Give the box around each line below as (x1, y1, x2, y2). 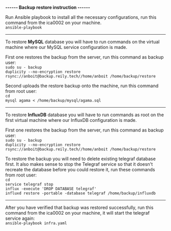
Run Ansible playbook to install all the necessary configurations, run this (5, 14, 157, 20)
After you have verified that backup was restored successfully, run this (5, 204, 154, 211)
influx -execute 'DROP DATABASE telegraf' (5, 186, 97, 191)
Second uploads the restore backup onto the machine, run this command (5, 83, 159, 89)
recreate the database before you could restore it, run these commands (5, 167, 155, 172)
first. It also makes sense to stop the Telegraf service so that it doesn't (5, 161, 153, 167)
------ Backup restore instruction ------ (5, 5, 91, 10)
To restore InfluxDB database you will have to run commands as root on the (5, 112, 164, 118)
